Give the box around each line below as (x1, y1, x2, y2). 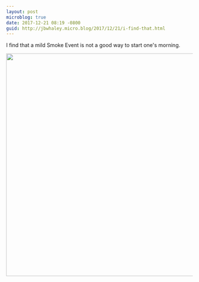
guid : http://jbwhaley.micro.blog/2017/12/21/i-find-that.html (6, 25, 166, 32)
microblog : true (6, 14, 46, 20)
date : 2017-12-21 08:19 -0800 (6, 20, 81, 26)
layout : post (6, 8, 38, 15)
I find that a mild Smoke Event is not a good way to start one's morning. (6, 42, 181, 49)
